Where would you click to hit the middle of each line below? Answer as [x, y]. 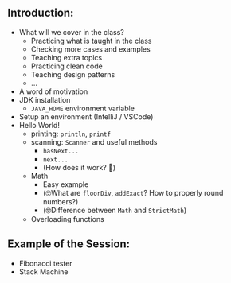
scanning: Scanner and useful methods [94, 141]
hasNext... [61, 151]
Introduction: [41, 13]
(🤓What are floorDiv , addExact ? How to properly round [133, 192]
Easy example [66, 184]
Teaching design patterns [73, 74]
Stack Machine [43, 271]
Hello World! [39, 125]
